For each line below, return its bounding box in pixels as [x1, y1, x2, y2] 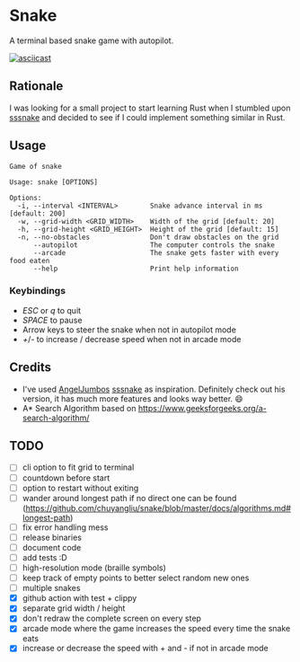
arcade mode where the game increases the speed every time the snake [22, 623, 291, 634]
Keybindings [9, 285, 66, 297]
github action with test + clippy [22, 593, 137, 604]
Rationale [9, 78, 64, 94]
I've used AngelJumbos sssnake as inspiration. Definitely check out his [22, 384, 286, 394]
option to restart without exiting [22, 482, 139, 493]
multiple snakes [22, 583, 81, 594]
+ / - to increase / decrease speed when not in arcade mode [22, 333, 242, 344]
